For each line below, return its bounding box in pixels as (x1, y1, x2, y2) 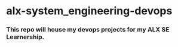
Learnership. (6, 33, 45, 41)
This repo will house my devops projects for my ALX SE (6, 26, 170, 34)
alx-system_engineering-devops (6, 4, 173, 18)
